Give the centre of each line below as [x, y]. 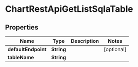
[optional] [115, 49]
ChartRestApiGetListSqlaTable [69, 9]
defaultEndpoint [27, 49]
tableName [21, 57]
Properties [22, 27]
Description [85, 41]
